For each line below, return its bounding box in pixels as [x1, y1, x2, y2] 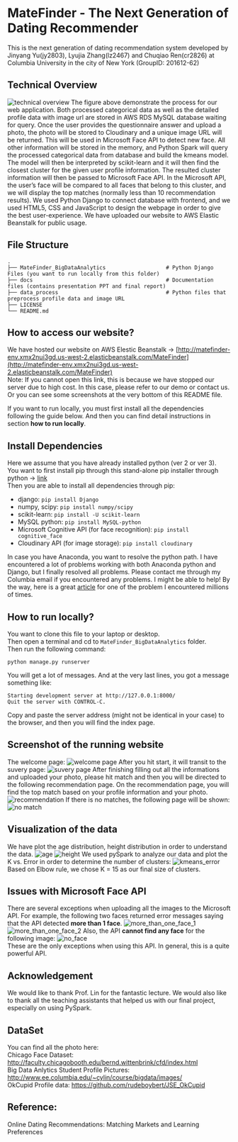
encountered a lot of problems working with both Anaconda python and [7, 560, 216, 569]
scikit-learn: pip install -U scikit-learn [17, 510, 140, 519]
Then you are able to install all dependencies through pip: [7, 481, 176, 490]
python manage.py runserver [7, 659, 91, 666]
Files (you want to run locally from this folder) [7, 270, 160, 277]
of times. [7, 590, 33, 599]
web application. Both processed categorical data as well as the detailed [7, 105, 219, 114]
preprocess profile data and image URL [7, 295, 125, 302]
